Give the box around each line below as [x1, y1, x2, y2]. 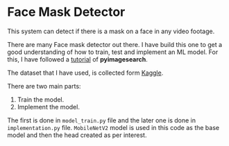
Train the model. [17, 95, 65, 104]
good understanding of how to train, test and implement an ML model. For [7, 48, 219, 56]
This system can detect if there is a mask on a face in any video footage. [7, 27, 215, 35]
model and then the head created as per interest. [7, 131, 147, 139]
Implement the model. [17, 102, 80, 111]
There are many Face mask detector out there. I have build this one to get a [7, 40, 223, 48]
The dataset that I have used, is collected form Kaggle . [7, 69, 164, 77]
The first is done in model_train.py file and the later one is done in [7, 116, 196, 125]
